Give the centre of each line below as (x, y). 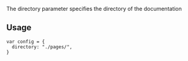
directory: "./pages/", (42, 47)
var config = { (26, 42)
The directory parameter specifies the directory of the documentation (94, 9)
